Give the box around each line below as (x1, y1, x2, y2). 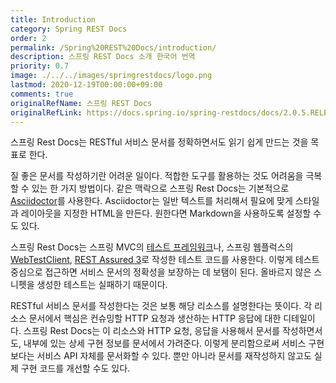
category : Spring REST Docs (10, 24, 128, 34)
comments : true (10, 89, 74, 99)
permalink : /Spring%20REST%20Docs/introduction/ (10, 42, 217, 53)
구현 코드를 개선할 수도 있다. (20, 362, 131, 375)
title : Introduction (10, 14, 97, 25)
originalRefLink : (10, 107, 83, 118)
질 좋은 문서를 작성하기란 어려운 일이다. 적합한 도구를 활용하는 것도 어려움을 (10, 170, 304, 182)
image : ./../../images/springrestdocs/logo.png (10, 71, 213, 81)
